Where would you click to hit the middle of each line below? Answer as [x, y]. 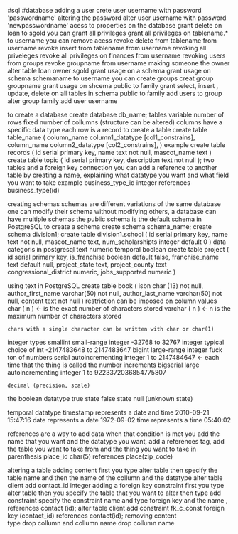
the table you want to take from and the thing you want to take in [102, 449]
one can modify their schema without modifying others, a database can [112, 212]
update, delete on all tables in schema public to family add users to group [115, 93]
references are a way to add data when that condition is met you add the [114, 434]
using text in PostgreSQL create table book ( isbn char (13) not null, [106, 286]
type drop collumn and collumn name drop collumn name [91, 523]
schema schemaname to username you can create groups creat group [110, 78]
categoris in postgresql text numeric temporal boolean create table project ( [118, 249]
